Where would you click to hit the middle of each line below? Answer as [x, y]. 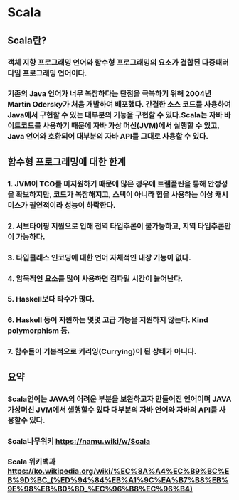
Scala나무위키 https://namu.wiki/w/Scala [79, 441]
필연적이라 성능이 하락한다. [73, 205]
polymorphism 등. [38, 331]
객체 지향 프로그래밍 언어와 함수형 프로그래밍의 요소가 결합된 [104, 63]
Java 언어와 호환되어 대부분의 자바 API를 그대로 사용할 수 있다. [108, 137]
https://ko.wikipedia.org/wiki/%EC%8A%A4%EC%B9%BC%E [118, 472]
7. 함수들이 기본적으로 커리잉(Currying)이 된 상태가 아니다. [102, 351]
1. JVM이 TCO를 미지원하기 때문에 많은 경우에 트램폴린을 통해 [107, 183]
